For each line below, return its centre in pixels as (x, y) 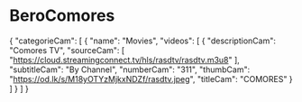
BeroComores (62, 16)
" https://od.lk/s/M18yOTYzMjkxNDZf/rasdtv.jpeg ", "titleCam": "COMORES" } (151, 79)
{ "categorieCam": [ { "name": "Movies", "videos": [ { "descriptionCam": (143, 41)
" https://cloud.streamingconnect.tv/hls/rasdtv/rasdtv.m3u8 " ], (125, 60)
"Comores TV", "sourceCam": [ (67, 50)
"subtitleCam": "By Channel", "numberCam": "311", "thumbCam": (130, 70)
